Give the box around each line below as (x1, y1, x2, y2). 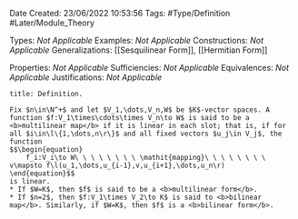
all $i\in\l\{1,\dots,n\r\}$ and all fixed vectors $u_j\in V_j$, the (9, 129, 283, 138)
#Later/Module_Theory (9, 17, 95, 28)
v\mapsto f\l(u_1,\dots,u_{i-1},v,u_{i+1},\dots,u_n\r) (9, 161, 225, 170)
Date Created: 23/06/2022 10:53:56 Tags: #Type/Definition (9, 8, 231, 18)
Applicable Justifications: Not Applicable (9, 72, 163, 83)
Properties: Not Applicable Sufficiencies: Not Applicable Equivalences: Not (9, 63, 289, 73)
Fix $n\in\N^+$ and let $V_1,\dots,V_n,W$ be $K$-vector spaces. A (9, 105, 271, 114)
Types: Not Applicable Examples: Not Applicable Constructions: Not (9, 35, 264, 45)
